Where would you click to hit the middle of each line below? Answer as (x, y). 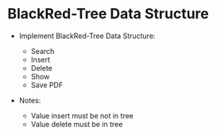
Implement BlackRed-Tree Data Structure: (87, 36)
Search (43, 51)
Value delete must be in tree (77, 124)
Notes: (30, 100)
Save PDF (47, 85)
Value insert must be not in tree (82, 115)
